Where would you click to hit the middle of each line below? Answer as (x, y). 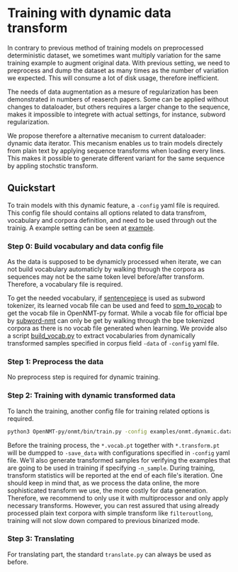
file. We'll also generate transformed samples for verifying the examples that (119, 460)
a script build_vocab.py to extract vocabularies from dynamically (102, 336)
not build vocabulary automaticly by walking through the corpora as (106, 269)
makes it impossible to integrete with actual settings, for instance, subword (117, 114)
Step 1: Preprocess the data (56, 361)
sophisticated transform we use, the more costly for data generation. (108, 490)
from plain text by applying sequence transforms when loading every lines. (117, 150)
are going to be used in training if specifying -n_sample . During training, (111, 468)
